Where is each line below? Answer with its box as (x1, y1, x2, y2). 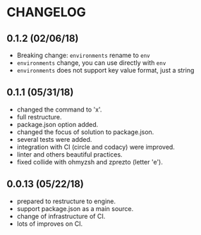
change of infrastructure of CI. (16, 212, 106, 220)
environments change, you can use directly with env (16, 59, 166, 67)
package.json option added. (16, 120, 99, 128)
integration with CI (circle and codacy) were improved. (16, 143, 176, 151)
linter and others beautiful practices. (16, 150, 123, 159)
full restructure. (16, 112, 62, 121)
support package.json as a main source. (16, 204, 134, 212)
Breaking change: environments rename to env (16, 51, 150, 59)
